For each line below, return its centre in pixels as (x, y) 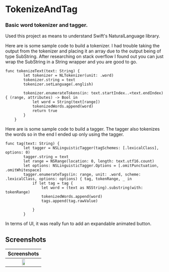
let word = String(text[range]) (66, 102)
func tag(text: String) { (32, 144)
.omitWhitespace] (23, 170)
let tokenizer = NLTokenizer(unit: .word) (69, 76)
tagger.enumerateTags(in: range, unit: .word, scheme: (82, 175)
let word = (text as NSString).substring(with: (92, 188)
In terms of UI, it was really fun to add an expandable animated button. (78, 224)
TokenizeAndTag (41, 9)
